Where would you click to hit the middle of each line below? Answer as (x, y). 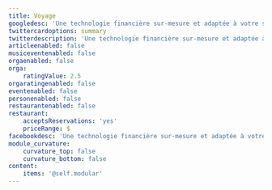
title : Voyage (32, 16)
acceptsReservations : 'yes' (70, 121)
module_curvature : (39, 144)
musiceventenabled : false (52, 53)
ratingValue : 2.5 (52, 76)
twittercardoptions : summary (57, 31)
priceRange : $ (47, 129)
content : (23, 167)
